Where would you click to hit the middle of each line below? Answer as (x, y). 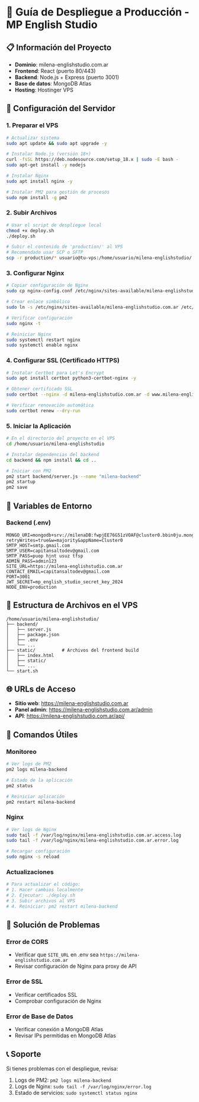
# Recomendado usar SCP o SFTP (45, 252)
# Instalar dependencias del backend (53, 454)
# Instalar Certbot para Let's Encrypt (55, 373)
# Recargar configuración (38, 851)
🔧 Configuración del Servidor (61, 108)
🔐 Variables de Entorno (49, 506)
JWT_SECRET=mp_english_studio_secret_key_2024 (65, 582)
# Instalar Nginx (28, 176)
